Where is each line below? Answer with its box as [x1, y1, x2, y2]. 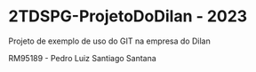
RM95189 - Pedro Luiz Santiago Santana [8, 52, 156, 63]
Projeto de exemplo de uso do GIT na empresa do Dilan [8, 36, 211, 46]
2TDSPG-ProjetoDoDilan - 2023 [8, 6, 248, 27]
